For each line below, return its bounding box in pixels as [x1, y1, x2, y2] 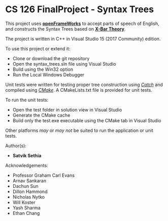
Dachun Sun [12, 183, 39, 189]
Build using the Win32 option [12, 66, 74, 72]
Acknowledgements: [5, 162, 48, 169]
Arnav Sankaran [12, 177, 47, 184]
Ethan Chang [12, 210, 40, 216]
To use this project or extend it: [5, 45, 71, 51]
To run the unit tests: [5, 97, 49, 103]
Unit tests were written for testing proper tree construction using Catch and [5, 81, 163, 88]
